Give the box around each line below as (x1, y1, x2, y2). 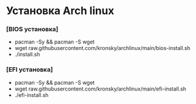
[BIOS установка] (6, 25, 59, 33)
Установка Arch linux (6, 4, 114, 18)
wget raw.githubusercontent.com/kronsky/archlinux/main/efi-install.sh (14, 85, 187, 92)
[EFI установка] (6, 66, 53, 74)
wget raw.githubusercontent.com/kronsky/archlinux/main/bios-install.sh (14, 45, 191, 52)
